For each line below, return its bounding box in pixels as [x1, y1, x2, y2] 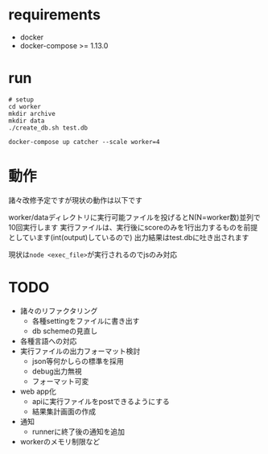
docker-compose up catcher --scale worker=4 [8, 138, 160, 146]
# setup [8, 95, 35, 104]
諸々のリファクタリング [19, 306, 98, 316]
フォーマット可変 [31, 376, 89, 386]
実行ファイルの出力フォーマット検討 [19, 346, 141, 356]
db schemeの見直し [31, 326, 98, 336]
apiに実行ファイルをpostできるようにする [31, 396, 171, 406]
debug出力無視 [31, 366, 82, 376]
